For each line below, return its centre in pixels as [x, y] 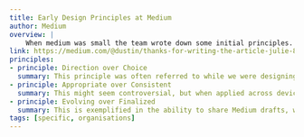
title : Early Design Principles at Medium [90, 18]
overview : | [32, 34]
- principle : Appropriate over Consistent [90, 85]
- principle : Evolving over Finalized [82, 101]
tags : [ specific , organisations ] [72, 118]
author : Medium [38, 26]
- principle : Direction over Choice [78, 68]
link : [19, 51]
